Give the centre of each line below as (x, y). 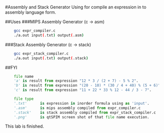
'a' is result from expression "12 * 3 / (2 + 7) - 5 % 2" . (76, 81)
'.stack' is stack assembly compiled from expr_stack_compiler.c (85, 112)
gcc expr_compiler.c (35, 31)
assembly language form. (31, 12)
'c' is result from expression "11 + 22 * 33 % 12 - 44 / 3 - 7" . (83, 90)
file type (24, 99)
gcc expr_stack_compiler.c (41, 53)
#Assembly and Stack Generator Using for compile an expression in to (76, 7)
